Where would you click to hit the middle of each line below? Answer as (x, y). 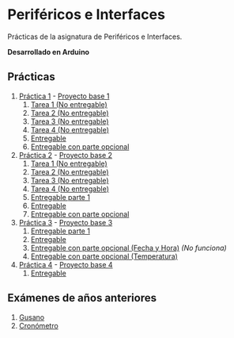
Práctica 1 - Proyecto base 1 (64, 96)
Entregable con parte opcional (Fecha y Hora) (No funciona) (128, 248)
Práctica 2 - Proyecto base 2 (65, 155)
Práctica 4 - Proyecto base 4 (66, 264)
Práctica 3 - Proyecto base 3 (66, 222)
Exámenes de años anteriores (82, 298)
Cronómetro (38, 325)
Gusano (32, 317)
